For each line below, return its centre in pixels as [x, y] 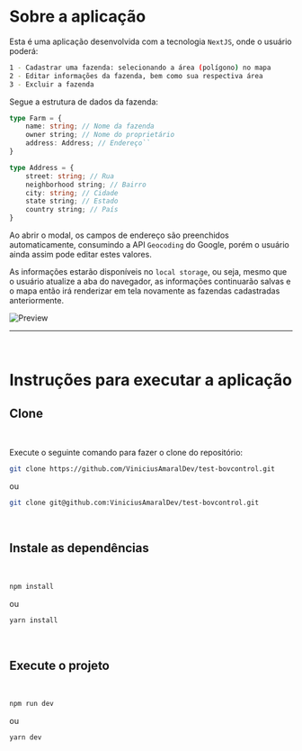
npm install [31, 586]
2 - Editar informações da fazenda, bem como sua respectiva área [136, 76]
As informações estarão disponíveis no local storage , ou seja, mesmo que [148, 272]
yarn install [34, 620]
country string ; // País [72, 210]
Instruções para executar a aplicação [151, 380]
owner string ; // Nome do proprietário [100, 135]
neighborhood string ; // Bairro [86, 185]
